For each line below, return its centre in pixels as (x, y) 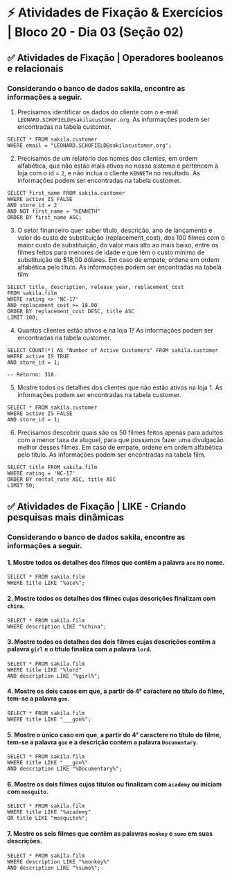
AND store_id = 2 (32, 205)
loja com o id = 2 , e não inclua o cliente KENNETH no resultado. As (109, 173)
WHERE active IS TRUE (38, 356)
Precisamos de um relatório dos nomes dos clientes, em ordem (107, 158)
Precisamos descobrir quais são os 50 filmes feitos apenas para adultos (120, 432)
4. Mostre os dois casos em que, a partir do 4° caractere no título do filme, (116, 691)
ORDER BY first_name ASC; (44, 217)
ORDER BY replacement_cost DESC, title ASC (71, 311)
